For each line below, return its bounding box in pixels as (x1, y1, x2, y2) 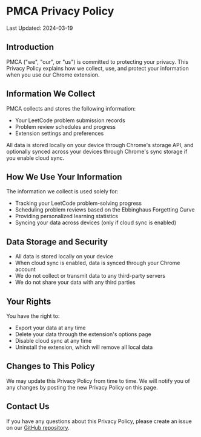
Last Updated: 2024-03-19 (6, 24, 73, 32)
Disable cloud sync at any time (15, 337, 92, 344)
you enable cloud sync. (6, 154, 65, 162)
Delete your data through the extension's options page (15, 331, 151, 338)
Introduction (6, 42, 54, 52)
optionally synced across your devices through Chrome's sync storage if (6, 148, 188, 155)
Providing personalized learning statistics (15, 213, 118, 220)
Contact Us (6, 401, 50, 411)
